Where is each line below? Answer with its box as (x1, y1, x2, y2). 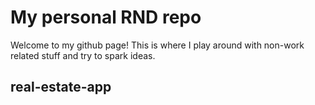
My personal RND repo (10, 6, 202, 29)
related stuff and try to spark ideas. (10, 49, 156, 61)
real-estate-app (10, 79, 112, 96)
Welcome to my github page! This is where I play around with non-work (10, 39, 305, 51)
